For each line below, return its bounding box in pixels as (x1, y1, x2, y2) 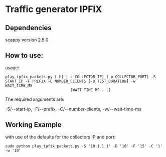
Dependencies (5, 24, 52, 32)
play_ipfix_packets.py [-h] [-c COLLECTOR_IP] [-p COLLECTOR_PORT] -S (5, 74, 156, 79)
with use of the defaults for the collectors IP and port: (5, 134, 116, 140)
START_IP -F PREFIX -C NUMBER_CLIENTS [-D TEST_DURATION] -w (5, 79, 136, 84)
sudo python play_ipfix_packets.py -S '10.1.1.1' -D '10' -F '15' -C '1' (5, 143, 163, 148)
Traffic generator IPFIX (5, 4, 102, 15)
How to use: (5, 51, 44, 60)
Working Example (5, 120, 62, 129)
